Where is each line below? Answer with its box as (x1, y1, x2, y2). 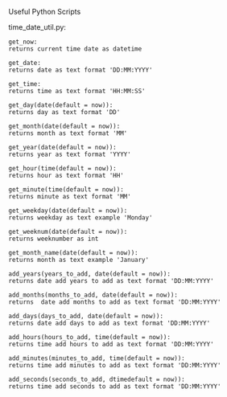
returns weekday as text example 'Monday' (8, 214, 153, 222)
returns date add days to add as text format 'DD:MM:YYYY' (8, 319, 211, 327)
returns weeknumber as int (8, 235, 99, 243)
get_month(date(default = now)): (8, 122, 121, 130)
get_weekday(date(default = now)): (8, 207, 128, 215)
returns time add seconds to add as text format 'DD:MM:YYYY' (8, 383, 221, 391)
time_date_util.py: (8, 23, 67, 31)
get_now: (8, 38, 38, 46)
